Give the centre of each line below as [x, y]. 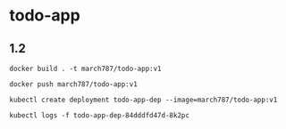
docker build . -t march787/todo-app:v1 [86, 69]
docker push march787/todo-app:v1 [74, 85]
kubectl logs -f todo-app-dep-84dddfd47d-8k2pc [100, 116]
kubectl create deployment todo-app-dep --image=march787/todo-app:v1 [143, 100]
